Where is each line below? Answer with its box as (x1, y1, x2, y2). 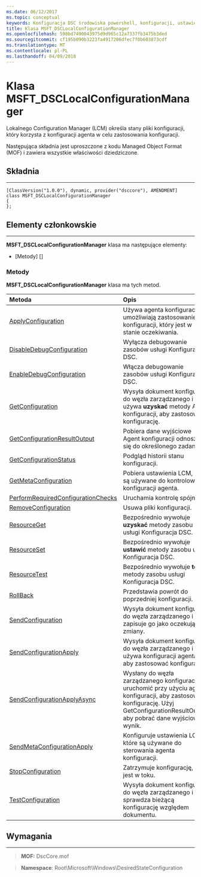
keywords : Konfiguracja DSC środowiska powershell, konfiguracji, (6, 20, 175, 26)
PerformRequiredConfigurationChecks (9, 494, 118, 502)
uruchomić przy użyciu (123, 684, 188, 692)
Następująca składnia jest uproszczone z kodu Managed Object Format (6, 142, 182, 150)
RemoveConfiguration (9, 504, 71, 512)
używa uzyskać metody (123, 402, 191, 411)
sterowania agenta (123, 746, 175, 755)
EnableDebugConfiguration (9, 370, 86, 378)
